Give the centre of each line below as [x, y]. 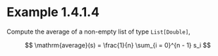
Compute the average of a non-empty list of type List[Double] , [99, 31]
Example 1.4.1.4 [53, 12]
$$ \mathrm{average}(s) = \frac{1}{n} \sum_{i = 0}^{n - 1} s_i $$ [118, 45]
